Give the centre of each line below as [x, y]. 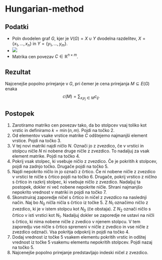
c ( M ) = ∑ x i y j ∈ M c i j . [81, 97]
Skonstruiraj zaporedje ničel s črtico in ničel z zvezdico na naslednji [79, 197]
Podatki [17, 27]
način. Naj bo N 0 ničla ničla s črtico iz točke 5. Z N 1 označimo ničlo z [80, 203]
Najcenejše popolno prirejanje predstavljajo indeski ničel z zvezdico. [80, 252]
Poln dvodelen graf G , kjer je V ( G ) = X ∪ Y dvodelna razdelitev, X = [79, 38]
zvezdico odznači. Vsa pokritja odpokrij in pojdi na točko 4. [71, 232]
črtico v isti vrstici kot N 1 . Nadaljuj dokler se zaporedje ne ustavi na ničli [83, 216]
